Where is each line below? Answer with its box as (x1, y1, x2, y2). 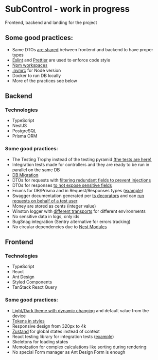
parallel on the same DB (12, 167, 60, 173)
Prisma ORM (12, 133, 37, 139)
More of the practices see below (12, 78, 77, 83)
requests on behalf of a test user (12, 198, 78, 203)
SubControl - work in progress (5, 3, 130, 15)
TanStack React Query (12, 284, 57, 290)
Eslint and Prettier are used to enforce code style (12, 57, 110, 63)
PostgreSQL (12, 128, 36, 134)
